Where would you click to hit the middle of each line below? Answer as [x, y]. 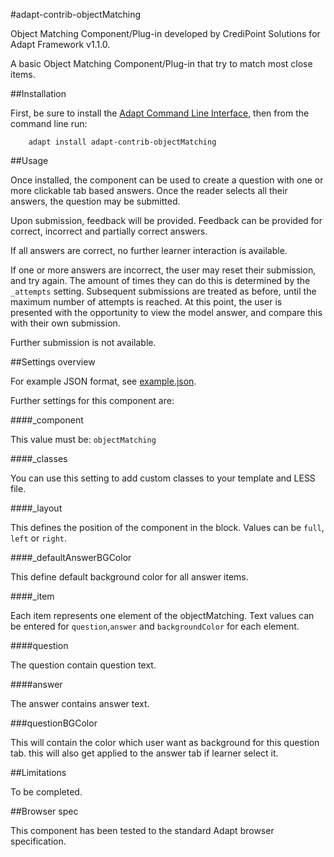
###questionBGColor [54, 723]
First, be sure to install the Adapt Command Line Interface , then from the [160, 113]
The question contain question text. [83, 665]
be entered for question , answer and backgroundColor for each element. [155, 626]
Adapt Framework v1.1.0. [60, 44]
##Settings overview [53, 362]
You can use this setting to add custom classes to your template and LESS [163, 478]
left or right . [39, 538]
